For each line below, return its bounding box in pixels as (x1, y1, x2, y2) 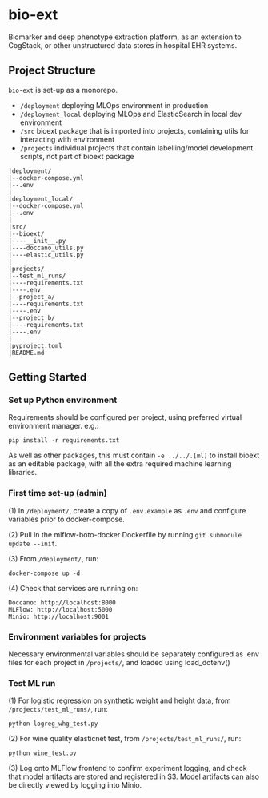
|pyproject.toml (8, 341, 62, 349)
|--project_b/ (8, 313, 56, 321)
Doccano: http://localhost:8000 (8, 598, 116, 607)
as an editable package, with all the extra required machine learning (8, 459, 232, 469)
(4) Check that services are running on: (8, 583, 138, 593)
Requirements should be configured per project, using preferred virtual (8, 413, 242, 422)
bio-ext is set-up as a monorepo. (8, 85, 118, 94)
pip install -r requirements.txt (8, 437, 120, 445)
